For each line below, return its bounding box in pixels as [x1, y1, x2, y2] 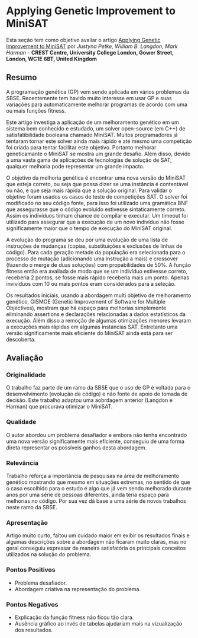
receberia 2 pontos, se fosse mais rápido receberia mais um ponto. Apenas [6, 274, 189, 281]
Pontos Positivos [6, 566, 56, 574]
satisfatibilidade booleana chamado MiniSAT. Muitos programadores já [6, 131, 178, 138]
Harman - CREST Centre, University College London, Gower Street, [6, 49, 174, 56]
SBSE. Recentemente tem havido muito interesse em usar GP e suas [6, 94, 173, 101]
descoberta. [6, 336, 36, 343]
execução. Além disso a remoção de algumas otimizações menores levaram [6, 317, 191, 324]
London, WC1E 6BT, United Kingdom [6, 55, 98, 62]
